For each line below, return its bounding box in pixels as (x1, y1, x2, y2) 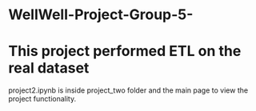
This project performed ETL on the (8, 42, 242, 61)
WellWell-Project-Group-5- (8, 6, 194, 24)
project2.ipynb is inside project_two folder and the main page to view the (8, 85, 249, 95)
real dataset (8, 59, 90, 77)
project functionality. (8, 94, 77, 104)
